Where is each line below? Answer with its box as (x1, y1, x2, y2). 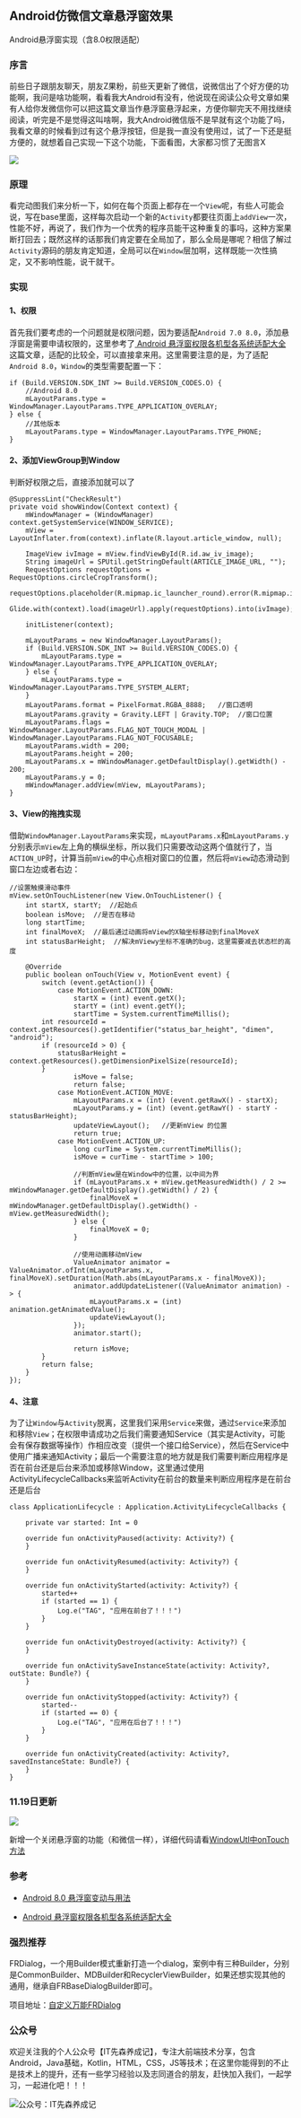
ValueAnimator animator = (73, 1257, 170, 1267)
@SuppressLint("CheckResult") (9, 494, 123, 503)
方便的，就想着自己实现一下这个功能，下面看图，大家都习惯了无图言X (9, 137, 266, 148)
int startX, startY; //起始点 (25, 900, 138, 909)
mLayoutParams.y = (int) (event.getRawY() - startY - (73, 1103, 279, 1113)
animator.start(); (73, 1328, 142, 1337)
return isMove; (73, 1344, 130, 1353)
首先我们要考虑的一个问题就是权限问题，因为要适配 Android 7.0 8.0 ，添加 (9, 327, 282, 337)
